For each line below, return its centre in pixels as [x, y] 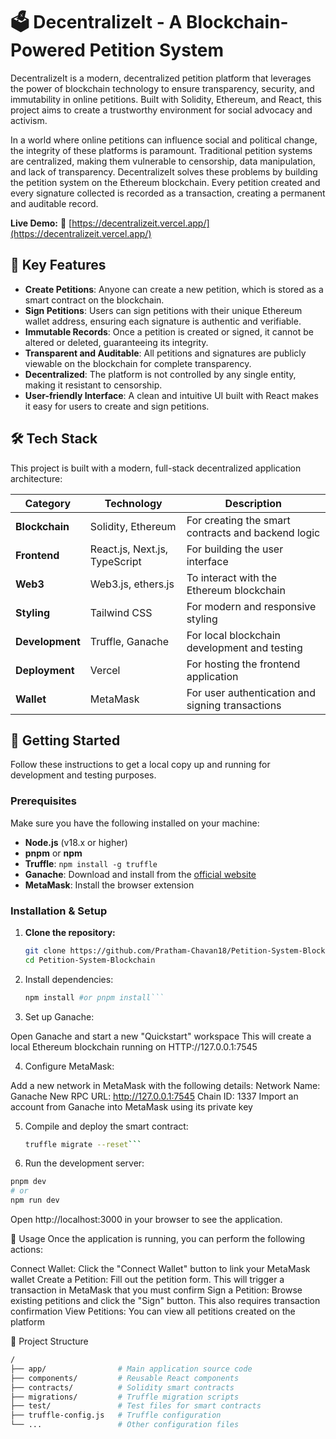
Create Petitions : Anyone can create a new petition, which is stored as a [174, 289]
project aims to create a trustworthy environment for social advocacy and [161, 110]
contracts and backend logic [253, 532]
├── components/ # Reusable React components [125, 1378]
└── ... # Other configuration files [125, 1425]
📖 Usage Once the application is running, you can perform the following [158, 1239]
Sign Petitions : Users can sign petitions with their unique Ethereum [163, 310]
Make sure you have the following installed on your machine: [135, 823]
